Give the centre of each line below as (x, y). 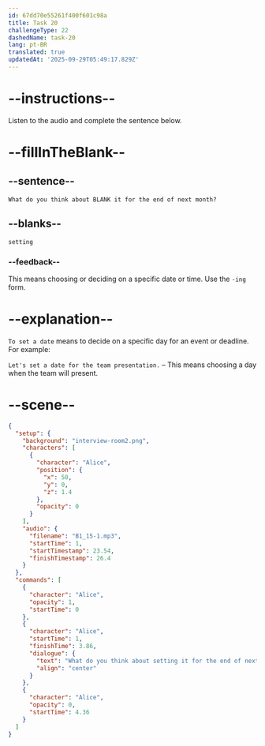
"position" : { (60, 470)
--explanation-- (61, 319)
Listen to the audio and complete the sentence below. (95, 120)
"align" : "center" (67, 668)
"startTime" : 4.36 (59, 712)
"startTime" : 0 (54, 609)
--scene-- (42, 405)
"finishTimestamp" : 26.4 (70, 558)
